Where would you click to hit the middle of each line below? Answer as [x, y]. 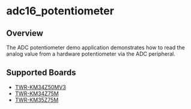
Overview [25, 33]
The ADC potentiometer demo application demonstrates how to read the [95, 47]
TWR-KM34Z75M [37, 93]
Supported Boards [41, 73]
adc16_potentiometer [60, 11]
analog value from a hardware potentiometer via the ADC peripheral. [91, 54]
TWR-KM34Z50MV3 [40, 87]
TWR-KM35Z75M [37, 99]
